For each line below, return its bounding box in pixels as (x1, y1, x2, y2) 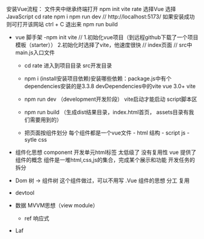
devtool (15, 189, 35, 196)
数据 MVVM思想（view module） (15, 202, 99, 209)
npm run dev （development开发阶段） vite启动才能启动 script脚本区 (24, 95, 197, 103)
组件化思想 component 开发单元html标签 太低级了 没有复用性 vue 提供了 (15, 149, 197, 156)
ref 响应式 (24, 215, 49, 222)
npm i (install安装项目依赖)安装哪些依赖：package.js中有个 (24, 75, 172, 82)
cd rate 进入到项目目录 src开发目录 (24, 62, 112, 69)
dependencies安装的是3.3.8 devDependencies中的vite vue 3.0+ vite (24, 83, 196, 90)
